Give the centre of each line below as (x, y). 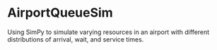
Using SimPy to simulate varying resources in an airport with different (108, 32)
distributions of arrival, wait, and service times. (76, 39)
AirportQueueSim (60, 13)
